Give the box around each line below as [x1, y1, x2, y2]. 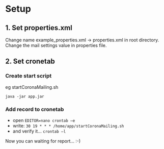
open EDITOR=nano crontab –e [12, 117, 75, 123]
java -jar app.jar [5, 94, 44, 99]
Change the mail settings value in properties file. [5, 42, 107, 48]
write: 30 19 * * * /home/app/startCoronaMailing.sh [12, 122, 124, 129]
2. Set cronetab [5, 57, 55, 66]
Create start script [5, 72, 52, 80]
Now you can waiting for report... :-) [5, 138, 81, 144]
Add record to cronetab [5, 106, 64, 113]
